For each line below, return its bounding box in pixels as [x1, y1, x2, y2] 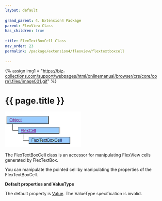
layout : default [5, 8, 38, 13]
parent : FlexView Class [5, 23, 53, 28]
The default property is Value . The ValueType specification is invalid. [5, 191, 142, 197]
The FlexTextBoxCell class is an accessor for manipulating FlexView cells [5, 152, 151, 158]
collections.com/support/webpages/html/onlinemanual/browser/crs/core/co [5, 73, 157, 79]
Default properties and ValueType [5, 181, 74, 187]
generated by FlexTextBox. [5, 157, 59, 163]
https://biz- [43, 68, 65, 74]
